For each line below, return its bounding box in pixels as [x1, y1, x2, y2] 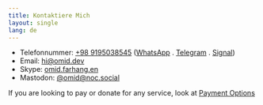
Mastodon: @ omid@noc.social [19, 73, 120, 83]
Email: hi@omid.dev [19, 56, 85, 66]
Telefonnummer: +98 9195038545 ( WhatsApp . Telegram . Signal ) [19, 48, 235, 58]
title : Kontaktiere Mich [8, 11, 90, 20]
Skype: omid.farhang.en [19, 65, 99, 74]
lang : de [8, 26, 37, 34]
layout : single [8, 19, 59, 27]
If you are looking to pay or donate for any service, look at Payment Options [8, 88, 256, 98]
